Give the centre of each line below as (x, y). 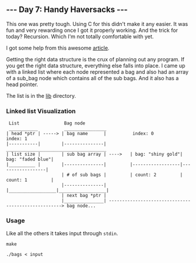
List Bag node (47, 123)
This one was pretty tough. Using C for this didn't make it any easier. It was (97, 24)
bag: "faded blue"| (30, 160)
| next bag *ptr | (84, 196)
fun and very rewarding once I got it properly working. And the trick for (92, 30)
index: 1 (17, 139)
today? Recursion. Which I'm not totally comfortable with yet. (80, 36)
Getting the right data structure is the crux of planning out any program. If (95, 59)
